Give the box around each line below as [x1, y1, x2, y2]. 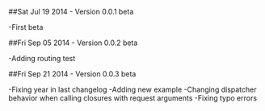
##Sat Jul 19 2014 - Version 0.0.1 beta [8, 7, 134, 16]
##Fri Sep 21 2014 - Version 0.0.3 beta [8, 69, 137, 79]
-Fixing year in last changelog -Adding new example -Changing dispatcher [8, 84, 257, 94]
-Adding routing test [8, 54, 76, 63]
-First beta [8, 23, 44, 31]
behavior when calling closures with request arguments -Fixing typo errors [8, 93, 257, 103]
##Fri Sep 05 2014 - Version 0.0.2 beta [8, 38, 138, 47]
